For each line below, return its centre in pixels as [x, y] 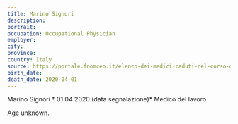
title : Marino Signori [41, 14]
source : [19, 66]
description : [27, 20]
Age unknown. [28, 113]
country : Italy [30, 60]
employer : [22, 40]
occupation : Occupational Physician [61, 33]
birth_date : [25, 73]
